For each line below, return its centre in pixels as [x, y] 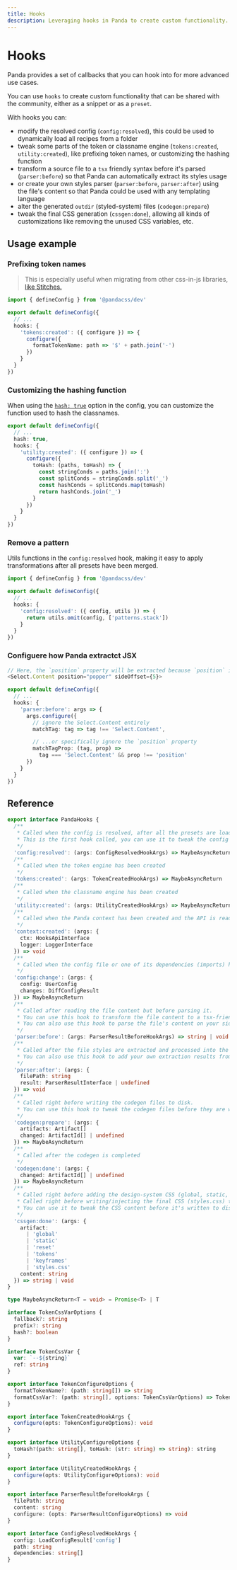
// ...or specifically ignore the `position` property [115, 742]
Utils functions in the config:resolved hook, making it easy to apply [105, 558]
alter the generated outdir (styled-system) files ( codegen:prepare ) [113, 207]
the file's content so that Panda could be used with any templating [114, 191]
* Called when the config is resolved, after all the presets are [116, 833]
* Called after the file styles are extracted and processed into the [123, 1050]
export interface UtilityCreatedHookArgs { [72, 1468]
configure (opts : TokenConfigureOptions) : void [83, 1423]
